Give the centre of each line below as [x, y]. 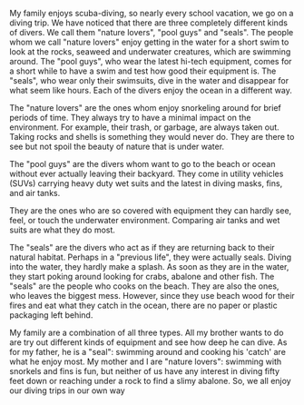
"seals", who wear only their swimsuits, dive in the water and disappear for [149, 80]
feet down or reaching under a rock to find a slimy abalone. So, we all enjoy [151, 381]
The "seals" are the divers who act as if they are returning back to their [142, 247]
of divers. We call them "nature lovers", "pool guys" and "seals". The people [152, 32]
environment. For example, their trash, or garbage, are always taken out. [144, 127]
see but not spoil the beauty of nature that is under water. [117, 146]
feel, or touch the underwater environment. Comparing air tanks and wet [145, 220]
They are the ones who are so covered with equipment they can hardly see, [151, 211]
